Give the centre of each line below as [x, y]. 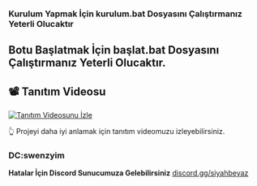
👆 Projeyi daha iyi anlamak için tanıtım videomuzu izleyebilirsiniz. [117, 132]
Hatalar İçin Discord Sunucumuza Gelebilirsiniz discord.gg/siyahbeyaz [128, 173]
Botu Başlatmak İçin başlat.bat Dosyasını [114, 50]
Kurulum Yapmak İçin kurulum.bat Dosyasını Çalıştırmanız [126, 14]
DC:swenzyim [36, 156]
